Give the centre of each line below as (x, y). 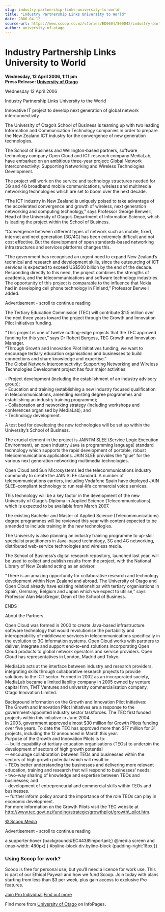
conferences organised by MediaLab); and (48, 410)
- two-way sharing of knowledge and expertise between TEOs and (72, 775)
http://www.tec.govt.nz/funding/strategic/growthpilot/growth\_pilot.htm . (78, 812)
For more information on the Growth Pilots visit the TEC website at (72, 807)
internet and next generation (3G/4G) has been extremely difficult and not (80, 237)
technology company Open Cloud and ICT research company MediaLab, (78, 156)
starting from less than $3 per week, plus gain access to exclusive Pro (76, 880)
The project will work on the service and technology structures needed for (80, 181)
